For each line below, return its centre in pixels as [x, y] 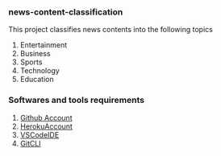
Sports [31, 62]
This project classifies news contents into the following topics [111, 30]
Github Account [46, 117]
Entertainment [44, 45]
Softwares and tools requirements [77, 101]
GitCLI [31, 143]
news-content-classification [66, 12]
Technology [40, 71]
